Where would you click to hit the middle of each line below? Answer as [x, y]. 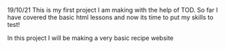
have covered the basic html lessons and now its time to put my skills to [110, 17]
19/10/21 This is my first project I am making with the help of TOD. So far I [112, 10]
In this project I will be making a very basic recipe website [90, 38]
